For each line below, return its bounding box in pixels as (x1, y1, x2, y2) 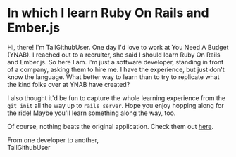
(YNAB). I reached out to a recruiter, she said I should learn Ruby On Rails (7, 50, 221, 59)
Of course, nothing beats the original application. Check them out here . (7, 122, 213, 130)
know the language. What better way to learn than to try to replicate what (7, 72, 220, 81)
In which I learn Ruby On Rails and (7, 5, 209, 21)
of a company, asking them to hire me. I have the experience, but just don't (7, 65, 225, 74)
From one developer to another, (7, 135, 99, 144)
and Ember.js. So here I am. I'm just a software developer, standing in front (7, 57, 224, 66)
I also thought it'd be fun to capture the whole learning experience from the (7, 93, 226, 102)
